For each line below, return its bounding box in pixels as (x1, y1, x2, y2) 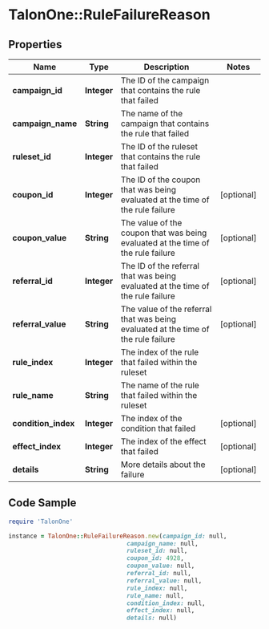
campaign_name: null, (126, 539, 199, 547)
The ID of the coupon (120, 174, 201, 185)
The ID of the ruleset (120, 141, 199, 152)
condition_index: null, (126, 599, 206, 607)
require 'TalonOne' (8, 517, 74, 526)
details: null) (126, 614, 178, 623)
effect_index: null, (126, 607, 195, 615)
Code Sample (8, 496, 77, 510)
